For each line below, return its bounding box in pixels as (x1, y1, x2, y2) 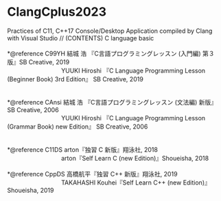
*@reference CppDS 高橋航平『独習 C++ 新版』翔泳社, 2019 (7, 170, 178, 178)
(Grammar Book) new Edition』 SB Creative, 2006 (7, 122, 148, 131)
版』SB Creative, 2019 (7, 57, 70, 66)
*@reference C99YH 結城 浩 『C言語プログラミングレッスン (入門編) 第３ (7, 49, 215, 57)
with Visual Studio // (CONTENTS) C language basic (7, 33, 154, 42)
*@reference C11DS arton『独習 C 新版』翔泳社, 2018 (7, 145, 158, 154)
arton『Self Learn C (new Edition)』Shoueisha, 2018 (60, 154, 209, 162)
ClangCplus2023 (7, 4, 106, 20)
